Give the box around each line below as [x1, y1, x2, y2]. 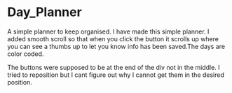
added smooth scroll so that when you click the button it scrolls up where [7, 34, 219, 43]
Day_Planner [7, 4, 82, 20]
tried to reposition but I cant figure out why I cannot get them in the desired [7, 71, 224, 79]
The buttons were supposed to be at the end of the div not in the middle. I [7, 63, 220, 71]
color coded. [7, 50, 44, 58]
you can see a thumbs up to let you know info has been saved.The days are [7, 42, 226, 50]
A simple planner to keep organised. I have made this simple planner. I [7, 27, 210, 36]
